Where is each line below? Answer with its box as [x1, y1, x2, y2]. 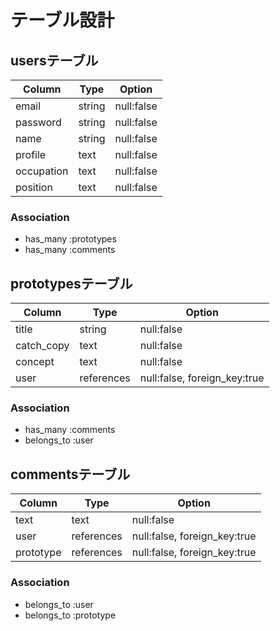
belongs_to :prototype [24, 609, 117, 621]
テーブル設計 [10, 9, 115, 32]
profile [15, 148, 47, 161]
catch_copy [15, 339, 70, 353]
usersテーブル [10, 52, 99, 69]
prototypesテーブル [10, 275, 133, 292]
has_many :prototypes [24, 233, 117, 245]
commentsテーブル [10, 466, 131, 483]
